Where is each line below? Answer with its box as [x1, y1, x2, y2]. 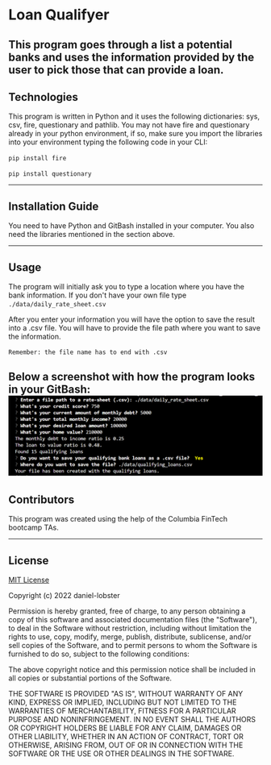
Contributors [8, 493, 75, 506]
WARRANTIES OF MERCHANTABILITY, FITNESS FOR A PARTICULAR [8, 706, 236, 715]
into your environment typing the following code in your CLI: [8, 137, 208, 147]
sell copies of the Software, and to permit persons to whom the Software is [8, 641, 258, 650]
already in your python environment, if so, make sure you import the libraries [8, 129, 263, 139]
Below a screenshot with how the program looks [8, 370, 256, 384]
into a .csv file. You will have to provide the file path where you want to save [8, 323, 261, 333]
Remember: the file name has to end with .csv [8, 348, 168, 356]
